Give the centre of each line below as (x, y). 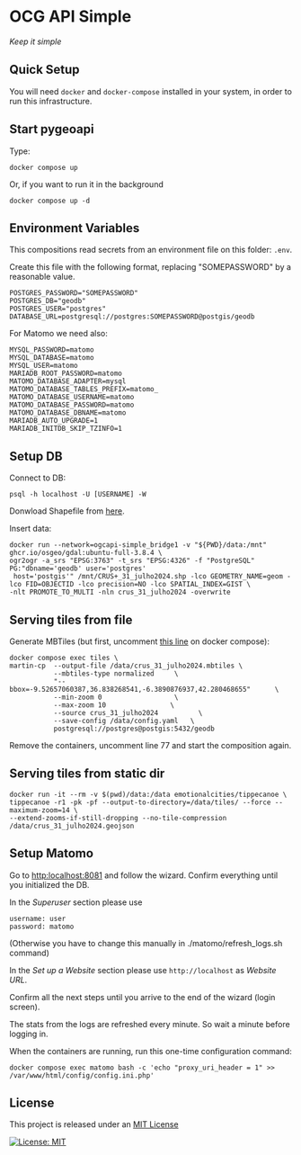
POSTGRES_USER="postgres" (58, 309)
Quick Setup (44, 70)
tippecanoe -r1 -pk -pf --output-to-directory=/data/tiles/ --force (140, 802)
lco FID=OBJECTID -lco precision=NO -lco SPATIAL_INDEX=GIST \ (130, 585)
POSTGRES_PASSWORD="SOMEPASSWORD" (74, 293)
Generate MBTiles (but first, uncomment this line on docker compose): (139, 641)
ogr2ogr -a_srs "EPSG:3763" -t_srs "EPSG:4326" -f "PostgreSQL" (132, 561)
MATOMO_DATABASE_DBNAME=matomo (68, 413)
